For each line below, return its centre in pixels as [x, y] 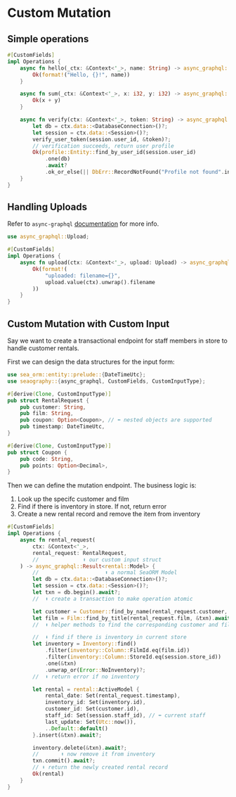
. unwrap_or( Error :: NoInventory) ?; [95, 670]
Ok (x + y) [47, 101]
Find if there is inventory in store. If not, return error [92, 506]
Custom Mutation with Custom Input [88, 324]
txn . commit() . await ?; [64, 761]
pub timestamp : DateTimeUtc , [63, 427]
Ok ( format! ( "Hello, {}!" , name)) [81, 75]
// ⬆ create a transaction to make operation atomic [113, 599]
